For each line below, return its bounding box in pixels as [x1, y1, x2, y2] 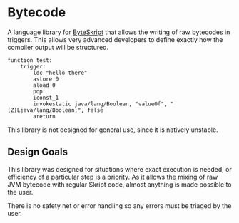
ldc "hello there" [33, 69, 88, 76]
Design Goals [7, 146, 68, 158]
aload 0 [33, 81, 56, 89]
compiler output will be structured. [7, 43, 109, 51]
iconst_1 [33, 94, 59, 101]
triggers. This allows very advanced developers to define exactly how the [7, 35, 223, 43]
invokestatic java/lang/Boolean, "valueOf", [33, 100, 168, 108]
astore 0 [33, 76, 59, 83]
